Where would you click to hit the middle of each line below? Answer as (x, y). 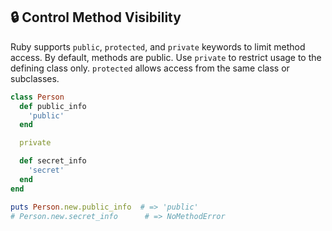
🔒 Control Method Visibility (96, 17)
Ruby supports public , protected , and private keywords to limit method (158, 46)
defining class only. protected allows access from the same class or (150, 68)
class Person (37, 97)
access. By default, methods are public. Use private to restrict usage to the (166, 57)
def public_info (53, 106)
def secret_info (53, 161)
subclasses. (35, 78)
